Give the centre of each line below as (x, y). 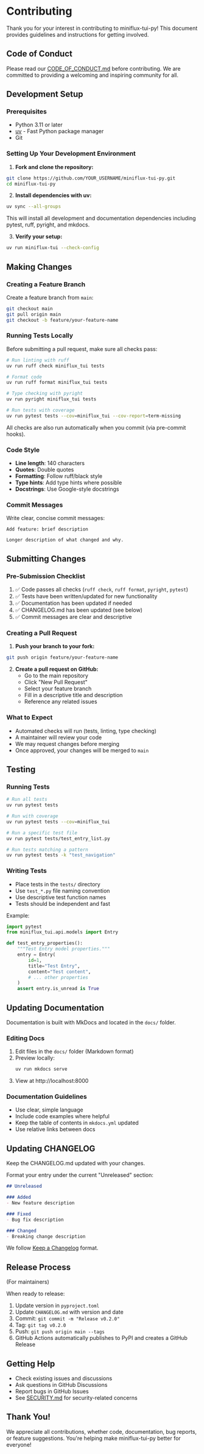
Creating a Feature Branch (46, 284)
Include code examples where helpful (62, 1116)
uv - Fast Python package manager (59, 131)
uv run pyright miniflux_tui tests (51, 399)
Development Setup (45, 94)
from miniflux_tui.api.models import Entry (62, 932)
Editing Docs (26, 1038)
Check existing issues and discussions (64, 1378)
